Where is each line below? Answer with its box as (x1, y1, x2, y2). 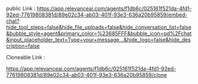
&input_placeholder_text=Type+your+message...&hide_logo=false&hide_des (6, 36, 192, 43)
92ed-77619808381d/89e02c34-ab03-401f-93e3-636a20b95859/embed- (6, 11, 188, 18)
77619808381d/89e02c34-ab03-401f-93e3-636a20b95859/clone (6, 72, 167, 78)
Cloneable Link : (6, 54, 45, 61)
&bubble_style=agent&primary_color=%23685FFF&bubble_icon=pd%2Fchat (6, 30, 192, 37)
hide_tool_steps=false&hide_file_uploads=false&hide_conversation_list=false (6, 23, 192, 31)
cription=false (6, 42, 40, 49)
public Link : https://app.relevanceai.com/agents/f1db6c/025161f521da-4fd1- (6, 5, 192, 12)
